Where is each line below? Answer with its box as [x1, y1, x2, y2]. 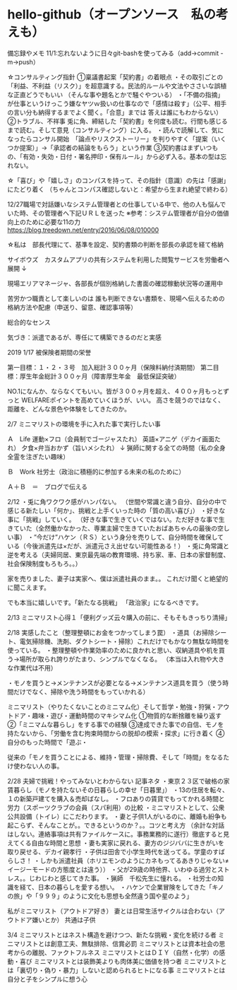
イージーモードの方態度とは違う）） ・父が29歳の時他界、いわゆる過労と [7, 865, 217, 873]
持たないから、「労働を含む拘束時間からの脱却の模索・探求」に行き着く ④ [7, 729, 225, 738]
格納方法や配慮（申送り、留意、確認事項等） [7, 303, 138, 311]
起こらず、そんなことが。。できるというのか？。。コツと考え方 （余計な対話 [7, 821, 225, 829]
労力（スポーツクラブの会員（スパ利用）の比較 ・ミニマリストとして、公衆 [7, 803, 225, 812]
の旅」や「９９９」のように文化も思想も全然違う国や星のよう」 [7, 892, 193, 900]
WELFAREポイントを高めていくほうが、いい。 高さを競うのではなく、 [20, 395, 224, 404]
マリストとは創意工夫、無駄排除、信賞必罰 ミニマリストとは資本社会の [13, 939, 219, 948]
